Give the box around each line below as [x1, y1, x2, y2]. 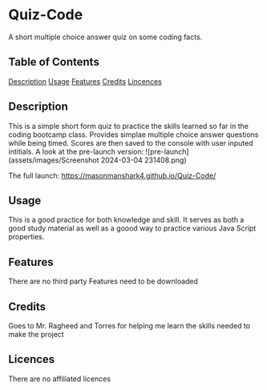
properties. [8, 232, 45, 242]
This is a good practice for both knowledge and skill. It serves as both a [8, 215, 245, 225]
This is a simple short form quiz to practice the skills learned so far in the [8, 121, 249, 131]
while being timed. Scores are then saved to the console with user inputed [8, 138, 253, 147]
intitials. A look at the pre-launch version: [8, 147, 144, 156]
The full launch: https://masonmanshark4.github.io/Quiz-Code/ [8, 171, 216, 180]
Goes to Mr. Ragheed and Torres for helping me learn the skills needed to [8, 321, 251, 330]
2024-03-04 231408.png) [100, 155, 187, 165]
